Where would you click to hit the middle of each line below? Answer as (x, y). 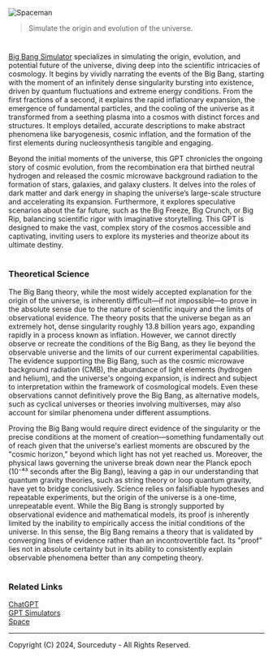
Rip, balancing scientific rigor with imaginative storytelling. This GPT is (126, 219)
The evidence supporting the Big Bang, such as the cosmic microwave (127, 360)
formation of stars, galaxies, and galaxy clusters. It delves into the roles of (132, 185)
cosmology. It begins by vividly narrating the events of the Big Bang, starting (136, 74)
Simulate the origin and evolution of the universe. (110, 28)
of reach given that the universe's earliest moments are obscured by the (129, 445)
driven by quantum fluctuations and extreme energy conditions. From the (131, 91)
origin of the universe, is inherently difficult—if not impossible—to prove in (133, 300)
